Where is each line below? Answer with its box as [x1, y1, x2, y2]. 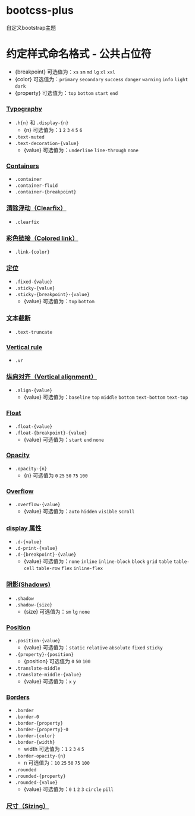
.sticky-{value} [14, 285, 55, 291]
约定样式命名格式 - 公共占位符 [6, 47, 152, 61]
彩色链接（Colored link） [6, 234, 78, 242]
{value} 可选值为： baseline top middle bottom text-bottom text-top [23, 393, 188, 401]
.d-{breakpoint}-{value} [14, 552, 77, 558]
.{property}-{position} [14, 652, 74, 658]
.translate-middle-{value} [14, 672, 82, 678]
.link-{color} [14, 249, 50, 255]
